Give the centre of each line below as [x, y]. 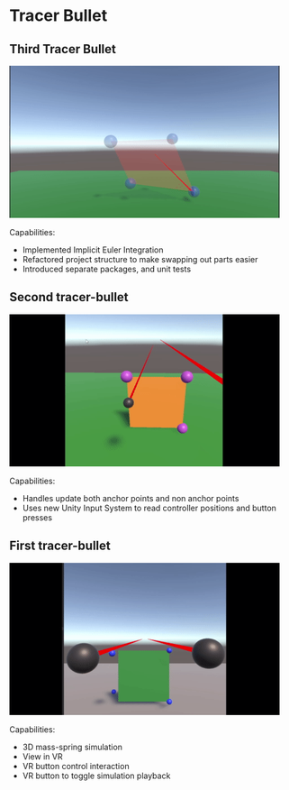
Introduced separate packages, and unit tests [107, 269]
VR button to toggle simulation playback [96, 776]
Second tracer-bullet [69, 297]
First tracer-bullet [60, 546]
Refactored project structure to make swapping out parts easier [140, 259]
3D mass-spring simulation [72, 747]
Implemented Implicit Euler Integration [93, 250]
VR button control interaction [76, 766]
